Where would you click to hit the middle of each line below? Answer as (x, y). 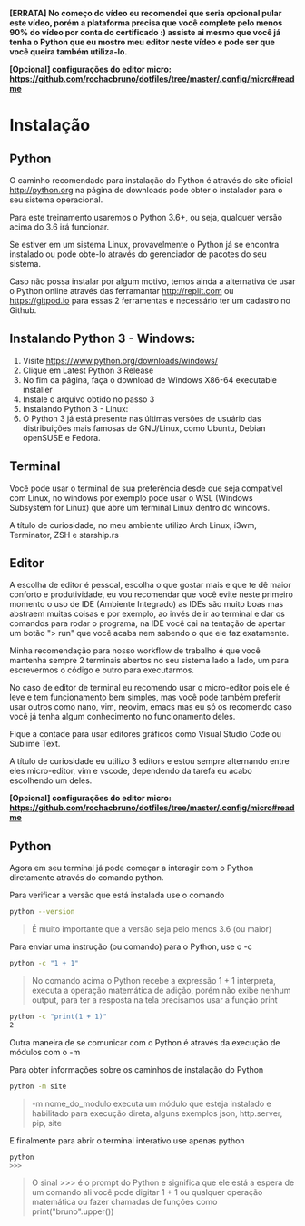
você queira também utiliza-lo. (69, 52)
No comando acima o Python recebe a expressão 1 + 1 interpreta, (154, 981)
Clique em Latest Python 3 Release (88, 370)
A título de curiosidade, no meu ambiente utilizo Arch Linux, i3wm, (133, 525)
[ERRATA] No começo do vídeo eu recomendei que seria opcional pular (146, 13)
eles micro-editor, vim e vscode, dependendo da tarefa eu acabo (131, 771)
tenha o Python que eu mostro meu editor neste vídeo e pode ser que (142, 42)
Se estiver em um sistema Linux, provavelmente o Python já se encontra (144, 245)
